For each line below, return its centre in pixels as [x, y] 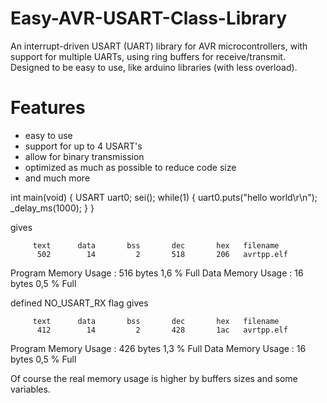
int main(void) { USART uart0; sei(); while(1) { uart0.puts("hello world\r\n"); [164, 197]
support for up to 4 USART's [83, 146]
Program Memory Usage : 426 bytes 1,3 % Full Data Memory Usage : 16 [158, 348]
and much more [57, 178]
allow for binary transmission [84, 156]
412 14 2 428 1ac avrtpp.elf [162, 330]
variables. [30, 389]
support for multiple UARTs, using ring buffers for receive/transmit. [148, 56]
